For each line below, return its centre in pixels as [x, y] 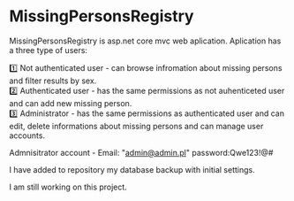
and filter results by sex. [53, 81]
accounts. [27, 135]
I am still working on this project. [68, 187]
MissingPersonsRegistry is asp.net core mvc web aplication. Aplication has [145, 41]
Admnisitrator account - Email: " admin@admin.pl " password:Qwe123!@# [141, 152]
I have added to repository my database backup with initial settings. [132, 169]
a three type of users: [49, 50]
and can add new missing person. [71, 103]
